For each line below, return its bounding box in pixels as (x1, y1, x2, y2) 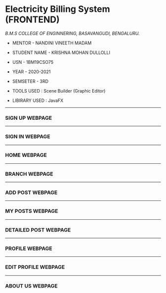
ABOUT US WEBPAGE (5, 282, 58, 289)
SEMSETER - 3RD (12, 78, 48, 84)
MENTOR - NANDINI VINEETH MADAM (12, 40, 92, 46)
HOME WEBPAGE (5, 152, 47, 159)
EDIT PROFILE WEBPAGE (5, 264, 65, 271)
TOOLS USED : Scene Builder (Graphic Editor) (12, 88, 106, 94)
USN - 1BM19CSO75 (12, 59, 53, 65)
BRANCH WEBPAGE (5, 170, 53, 177)
